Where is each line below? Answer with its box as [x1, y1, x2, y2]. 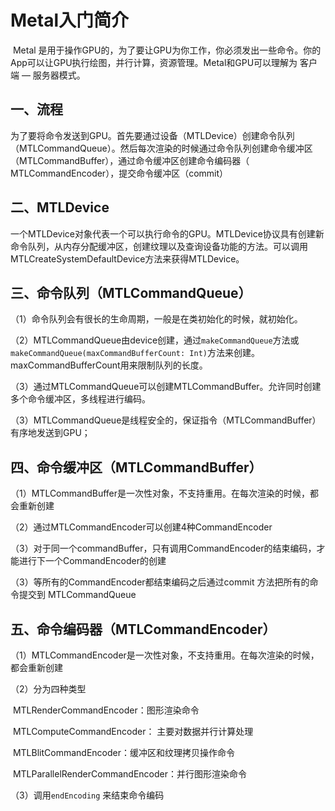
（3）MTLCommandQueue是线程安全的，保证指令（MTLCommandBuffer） [10, 414, 322, 426]
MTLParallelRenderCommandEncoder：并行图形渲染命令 [12, 768, 247, 780]
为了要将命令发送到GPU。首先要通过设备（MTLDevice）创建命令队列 [10, 129, 295, 141]
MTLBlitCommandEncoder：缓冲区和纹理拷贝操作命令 [12, 747, 235, 758]
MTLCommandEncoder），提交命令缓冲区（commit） [10, 167, 229, 179]
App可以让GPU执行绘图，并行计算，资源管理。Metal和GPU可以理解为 [10, 56, 298, 68]
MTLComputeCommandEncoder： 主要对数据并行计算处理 [12, 726, 254, 737]
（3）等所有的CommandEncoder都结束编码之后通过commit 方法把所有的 [10, 576, 310, 588]
